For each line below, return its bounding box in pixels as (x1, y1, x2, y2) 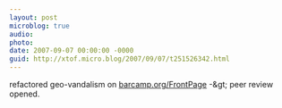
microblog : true (9, 21, 70, 30)
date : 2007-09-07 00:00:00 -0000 (9, 46, 134, 55)
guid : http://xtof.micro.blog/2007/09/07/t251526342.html (9, 54, 230, 63)
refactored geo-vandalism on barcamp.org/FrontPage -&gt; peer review (9, 79, 274, 89)
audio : (9, 29, 34, 38)
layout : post (9, 12, 58, 22)
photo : (9, 37, 34, 47)
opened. (9, 88, 40, 99)
